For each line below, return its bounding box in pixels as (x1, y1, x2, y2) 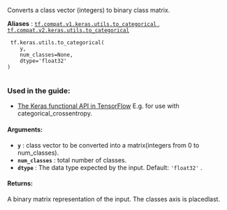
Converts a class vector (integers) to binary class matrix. (7, 6, 170, 14)
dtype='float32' (20, 57, 68, 64)
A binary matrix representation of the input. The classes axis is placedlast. (7, 195, 221, 203)
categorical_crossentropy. (17, 109, 93, 118)
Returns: (7, 179, 34, 188)
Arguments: (7, 125, 43, 134)
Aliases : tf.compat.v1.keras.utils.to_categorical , (7, 20, 161, 27)
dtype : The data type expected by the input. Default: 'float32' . (17, 163, 203, 171)
